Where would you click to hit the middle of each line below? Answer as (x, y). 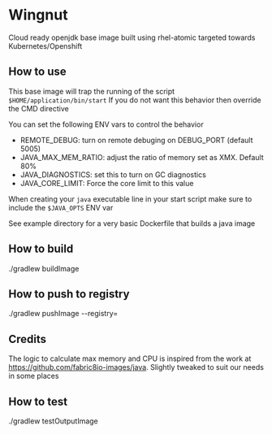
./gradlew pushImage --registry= (63, 314)
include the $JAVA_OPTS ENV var (61, 207)
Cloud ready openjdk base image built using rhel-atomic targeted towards (132, 37)
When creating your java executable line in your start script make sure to (130, 199)
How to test (38, 401)
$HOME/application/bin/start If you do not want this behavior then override (135, 100)
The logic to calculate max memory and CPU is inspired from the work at (130, 358)
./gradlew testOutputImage (54, 421)
